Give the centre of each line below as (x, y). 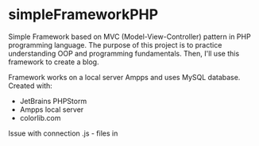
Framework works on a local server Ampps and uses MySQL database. (124, 77)
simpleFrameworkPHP (83, 15)
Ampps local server (52, 109)
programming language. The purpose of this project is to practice (115, 44)
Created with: (31, 86)
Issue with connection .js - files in (63, 133)
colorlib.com (40, 117)
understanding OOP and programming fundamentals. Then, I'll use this (124, 53)
